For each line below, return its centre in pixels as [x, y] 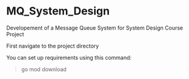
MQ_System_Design [58, 11]
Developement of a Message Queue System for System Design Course [95, 28]
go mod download [44, 69]
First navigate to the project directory [53, 46]
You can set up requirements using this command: [69, 57]
